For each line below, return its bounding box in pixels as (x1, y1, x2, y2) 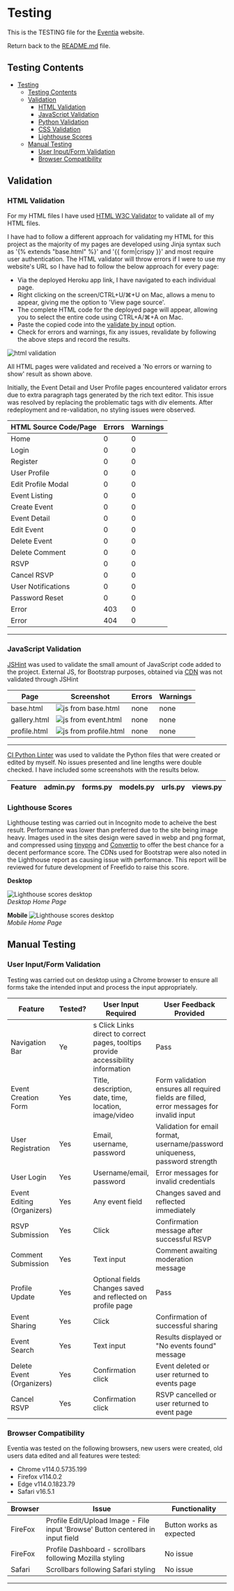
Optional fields (93, 1274, 141, 1284)
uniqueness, (155, 1148, 196, 1158)
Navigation (10, 1037, 47, 1047)
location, (93, 1101, 122, 1111)
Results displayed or (155, 1332, 222, 1341)
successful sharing (155, 1320, 218, 1330)
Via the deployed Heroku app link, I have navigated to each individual (17, 276, 216, 285)
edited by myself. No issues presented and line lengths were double (7, 758, 202, 766)
